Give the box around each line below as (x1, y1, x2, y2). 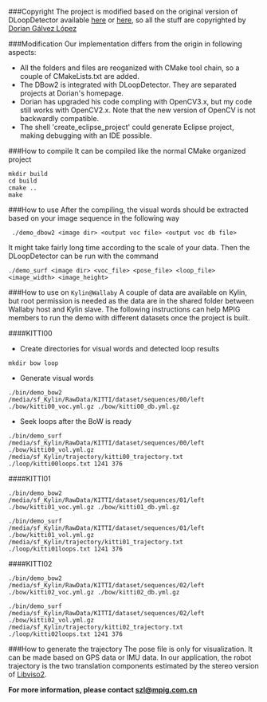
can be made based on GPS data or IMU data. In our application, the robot (8, 653, 252, 662)
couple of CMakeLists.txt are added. (19, 72, 139, 80)
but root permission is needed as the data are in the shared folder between (8, 296, 254, 305)
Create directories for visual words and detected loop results (19, 344, 220, 353)
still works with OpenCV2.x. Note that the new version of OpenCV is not (19, 105, 257, 115)
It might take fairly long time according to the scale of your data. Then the (8, 243, 250, 252)
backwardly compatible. (19, 114, 100, 123)
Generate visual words (19, 374, 94, 382)
